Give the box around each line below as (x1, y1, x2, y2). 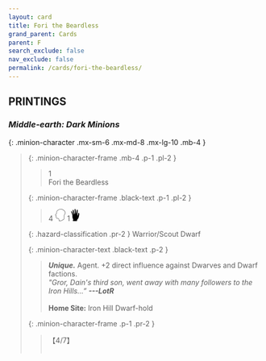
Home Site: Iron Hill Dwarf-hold (48, 303, 153, 313)
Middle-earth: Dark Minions (8, 119, 120, 131)
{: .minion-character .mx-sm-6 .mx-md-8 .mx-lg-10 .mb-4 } (8, 137, 206, 147)
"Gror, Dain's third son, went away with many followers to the (48, 277, 253, 287)
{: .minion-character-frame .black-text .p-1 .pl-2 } (27, 193, 192, 202)
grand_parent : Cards (8, 30, 78, 38)
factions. (48, 268, 78, 278)
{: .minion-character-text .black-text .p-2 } (27, 244, 169, 254)
